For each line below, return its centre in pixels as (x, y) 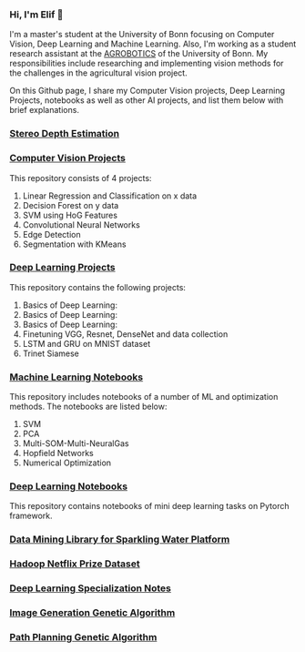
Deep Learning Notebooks (69, 486)
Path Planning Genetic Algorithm (83, 637)
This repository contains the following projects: (98, 287)
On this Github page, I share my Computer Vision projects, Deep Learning (147, 91)
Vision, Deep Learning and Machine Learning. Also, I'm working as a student (153, 44)
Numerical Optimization (67, 463)
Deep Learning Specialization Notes (90, 588)
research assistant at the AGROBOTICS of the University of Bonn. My (139, 54)
